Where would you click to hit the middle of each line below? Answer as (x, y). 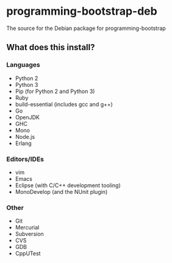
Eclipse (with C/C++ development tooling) (68, 185)
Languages (23, 65)
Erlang (23, 143)
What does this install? (51, 47)
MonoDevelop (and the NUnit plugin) (61, 191)
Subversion (29, 234)
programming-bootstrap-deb (82, 11)
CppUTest (28, 254)
